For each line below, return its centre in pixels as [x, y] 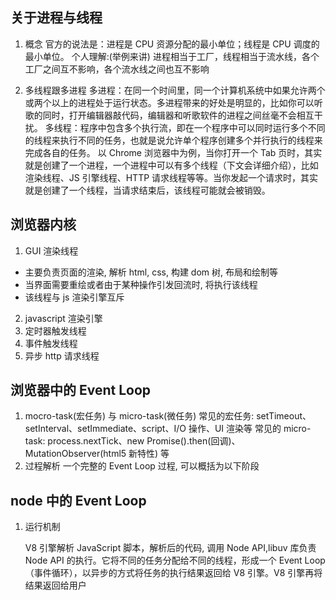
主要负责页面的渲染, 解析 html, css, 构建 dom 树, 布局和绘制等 [151, 272]
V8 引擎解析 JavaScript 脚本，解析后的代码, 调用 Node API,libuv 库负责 [170, 548]
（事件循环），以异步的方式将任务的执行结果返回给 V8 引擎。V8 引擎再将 [173, 573]
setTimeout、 [284, 416]
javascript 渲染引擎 [63, 318]
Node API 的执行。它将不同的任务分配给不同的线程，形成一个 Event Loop [175, 560]
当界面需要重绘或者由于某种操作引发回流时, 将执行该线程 [141, 284]
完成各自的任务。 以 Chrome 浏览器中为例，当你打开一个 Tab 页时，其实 [173, 152]
